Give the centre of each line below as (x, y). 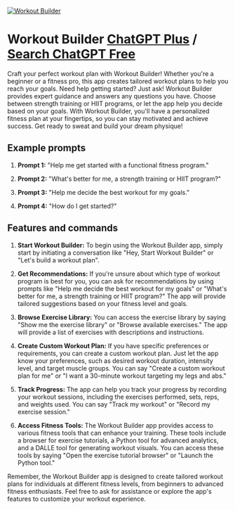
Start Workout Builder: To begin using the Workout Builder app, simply (120, 245)
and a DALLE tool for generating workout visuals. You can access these (121, 447)
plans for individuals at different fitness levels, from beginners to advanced (115, 484)
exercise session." (43, 412)
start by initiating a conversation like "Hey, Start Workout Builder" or (115, 253)
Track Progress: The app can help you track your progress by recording (122, 389)
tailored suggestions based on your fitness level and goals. (102, 303)
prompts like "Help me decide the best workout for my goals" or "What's (122, 288)
